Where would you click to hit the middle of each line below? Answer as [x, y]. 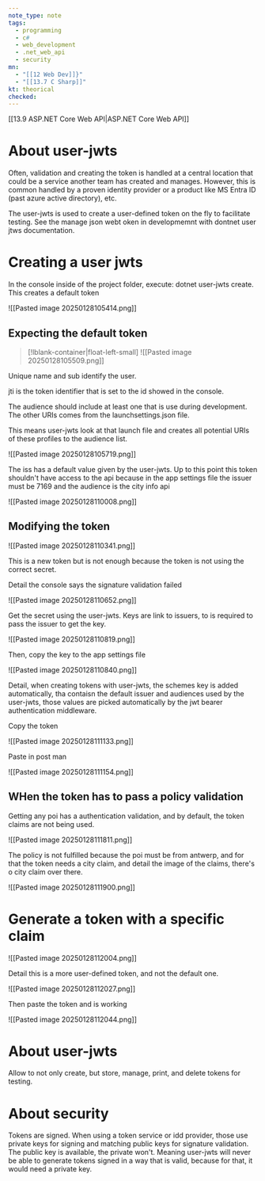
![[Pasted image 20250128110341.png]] [72, 545]
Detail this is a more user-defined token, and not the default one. [114, 973]
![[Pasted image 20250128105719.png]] [72, 454]
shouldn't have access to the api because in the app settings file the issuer [130, 478]
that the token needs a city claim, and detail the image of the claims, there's [132, 863]
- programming [38, 30]
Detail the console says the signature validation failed [95, 585]
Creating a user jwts [76, 263]
